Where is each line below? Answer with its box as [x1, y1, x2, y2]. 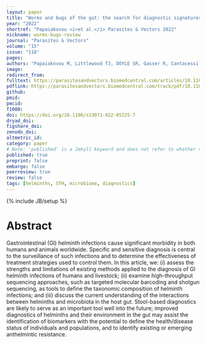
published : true [6, 152, 48, 158]
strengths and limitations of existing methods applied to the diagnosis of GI [6, 265, 196, 272]
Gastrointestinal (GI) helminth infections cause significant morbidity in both [6, 239, 196, 246]
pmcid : [6, 100, 23, 106]
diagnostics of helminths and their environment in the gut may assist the [6, 311, 189, 318]
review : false [6, 175, 43, 181]
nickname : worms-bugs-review [6, 32, 81, 38]
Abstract [6, 219, 52, 233]
